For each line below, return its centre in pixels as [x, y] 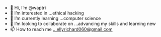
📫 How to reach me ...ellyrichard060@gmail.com [61, 29]
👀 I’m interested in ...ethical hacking [47, 13]
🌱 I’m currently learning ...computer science [55, 18]
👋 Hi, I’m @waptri [28, 8]
